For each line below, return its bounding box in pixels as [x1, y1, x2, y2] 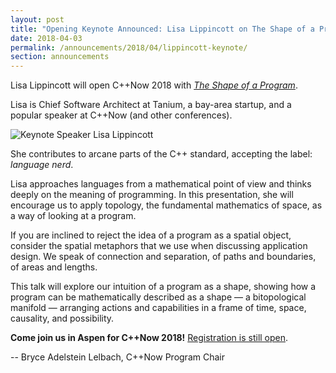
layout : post [10, 14, 65, 25]
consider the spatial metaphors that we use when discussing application [10, 240, 308, 252]
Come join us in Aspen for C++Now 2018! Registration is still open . [10, 332, 289, 344]
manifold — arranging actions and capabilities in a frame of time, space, [10, 302, 307, 314]
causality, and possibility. [10, 312, 115, 325]
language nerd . [10, 159, 74, 171]
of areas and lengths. [10, 261, 98, 273]
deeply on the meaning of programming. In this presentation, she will [10, 189, 294, 201]
